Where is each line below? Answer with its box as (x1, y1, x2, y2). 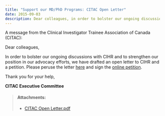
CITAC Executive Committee (5, 83, 64, 89)
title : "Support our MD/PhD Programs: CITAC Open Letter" (5, 7, 126, 12)
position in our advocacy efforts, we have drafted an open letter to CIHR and (5, 59, 160, 65)
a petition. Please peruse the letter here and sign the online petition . (5, 64, 142, 70)
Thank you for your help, (5, 74, 55, 80)
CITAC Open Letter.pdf (24, 105, 71, 111)
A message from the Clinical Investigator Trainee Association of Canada (5, 30, 151, 36)
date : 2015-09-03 (5, 12, 41, 17)
